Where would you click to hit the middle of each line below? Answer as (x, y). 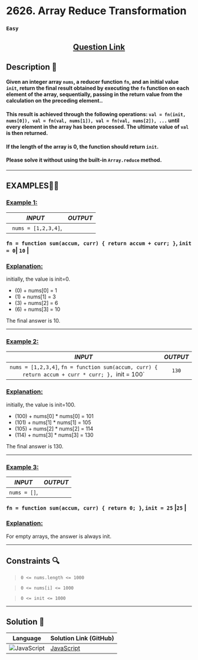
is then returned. (27, 133)
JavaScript (65, 648)
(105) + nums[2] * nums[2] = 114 (54, 428)
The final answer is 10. (33, 321)
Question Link (99, 47)
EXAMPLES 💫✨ (33, 186)
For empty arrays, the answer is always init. (59, 536)
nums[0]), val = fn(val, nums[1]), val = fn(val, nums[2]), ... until (93, 121)
